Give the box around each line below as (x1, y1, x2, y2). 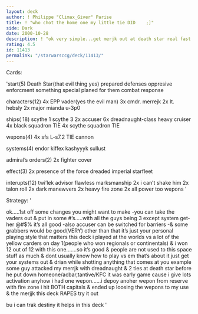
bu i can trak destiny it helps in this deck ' (6, 301, 107, 308)
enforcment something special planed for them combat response (6, 86, 164, 93)
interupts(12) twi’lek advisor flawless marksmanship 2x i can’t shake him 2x (6, 179, 189, 186)
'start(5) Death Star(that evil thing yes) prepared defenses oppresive (6, 80, 173, 87)
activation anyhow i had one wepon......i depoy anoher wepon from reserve (6, 277, 189, 284)
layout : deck (6, 8, 38, 15)
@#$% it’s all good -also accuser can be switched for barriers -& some (15, 221, 189, 228)
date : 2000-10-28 (6, 31, 49, 37)
